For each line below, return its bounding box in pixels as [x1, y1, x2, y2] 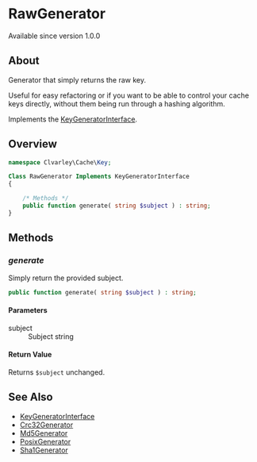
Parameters [8, 305, 48, 314]
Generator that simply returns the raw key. [8, 75, 147, 84]
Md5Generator [19, 428, 68, 437]
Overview [8, 137, 58, 151]
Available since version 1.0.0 [8, 31, 101, 40]
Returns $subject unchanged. [8, 367, 105, 377]
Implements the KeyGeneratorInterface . [8, 114, 137, 124]
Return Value [8, 350, 52, 360]
